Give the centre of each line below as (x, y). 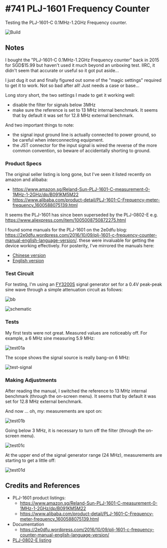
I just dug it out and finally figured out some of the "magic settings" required (83, 80)
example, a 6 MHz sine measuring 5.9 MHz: (50, 338)
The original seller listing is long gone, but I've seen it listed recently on (78, 175)
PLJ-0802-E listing (32, 540)
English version (28, 261)
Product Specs (23, 164)
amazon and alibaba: (27, 180)
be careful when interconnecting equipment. (58, 140)
